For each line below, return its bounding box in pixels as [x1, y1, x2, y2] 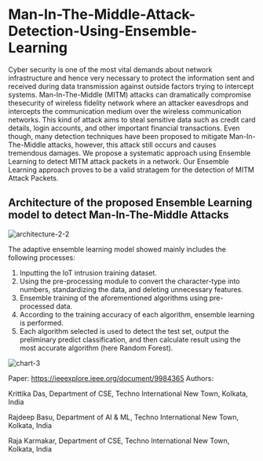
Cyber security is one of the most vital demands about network [8, 64, 213, 74]
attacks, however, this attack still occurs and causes [47, 140, 217, 149]
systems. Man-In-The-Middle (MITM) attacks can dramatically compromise [8, 90, 251, 99]
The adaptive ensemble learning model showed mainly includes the [8, 244, 226, 254]
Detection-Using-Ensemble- [8, 22, 198, 40]
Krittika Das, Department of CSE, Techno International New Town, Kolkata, [8, 389, 249, 398]
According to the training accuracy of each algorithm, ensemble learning [19, 309, 255, 319]
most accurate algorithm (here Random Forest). [19, 343, 174, 353]
